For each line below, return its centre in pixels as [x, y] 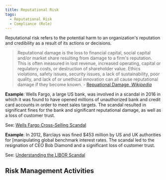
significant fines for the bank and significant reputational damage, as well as [83, 110]
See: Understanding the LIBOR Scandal [45, 155]
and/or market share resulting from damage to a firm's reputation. [85, 58]
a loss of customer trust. [30, 116]
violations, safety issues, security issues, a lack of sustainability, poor [88, 74]
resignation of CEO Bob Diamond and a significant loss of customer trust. [80, 146]
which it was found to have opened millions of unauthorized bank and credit [83, 100]
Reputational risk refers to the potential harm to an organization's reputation [83, 38]
